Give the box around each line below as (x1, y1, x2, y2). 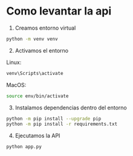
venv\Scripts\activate (6, 70, 63, 76)
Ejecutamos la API (15, 132, 60, 140)
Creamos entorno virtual (15, 24, 76, 31)
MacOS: (6, 81, 27, 88)
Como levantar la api (6, 4, 112, 18)
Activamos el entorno (15, 47, 68, 54)
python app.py (6, 144, 42, 150)
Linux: (6, 59, 22, 66)
